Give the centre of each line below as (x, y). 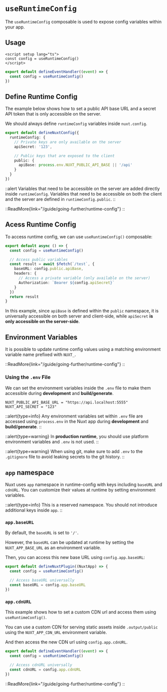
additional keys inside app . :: (34, 510)
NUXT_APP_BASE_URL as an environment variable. (53, 548)
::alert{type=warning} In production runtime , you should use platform (77, 436)
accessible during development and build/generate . (59, 393)
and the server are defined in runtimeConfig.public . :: (60, 199)
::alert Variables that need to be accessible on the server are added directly (83, 188)
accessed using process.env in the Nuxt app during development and (77, 421)
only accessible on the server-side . (42, 321)
